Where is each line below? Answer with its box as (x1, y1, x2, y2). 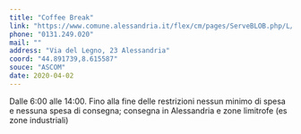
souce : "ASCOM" (9, 63, 66, 72)
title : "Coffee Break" (9, 13, 94, 22)
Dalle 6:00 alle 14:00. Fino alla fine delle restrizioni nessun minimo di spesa (9, 96, 287, 106)
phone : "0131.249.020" (9, 29, 94, 38)
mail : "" (9, 38, 42, 47)
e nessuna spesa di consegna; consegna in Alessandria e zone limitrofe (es (9, 105, 288, 116)
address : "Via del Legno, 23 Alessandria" (9, 46, 170, 55)
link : (9, 21, 30, 30)
